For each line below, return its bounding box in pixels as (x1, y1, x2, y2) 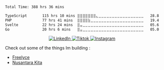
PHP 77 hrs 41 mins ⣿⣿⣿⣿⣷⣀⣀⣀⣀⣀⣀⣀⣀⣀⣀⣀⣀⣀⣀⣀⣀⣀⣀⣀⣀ (5, 17, 144, 23)
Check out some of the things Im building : (5, 45, 90, 51)
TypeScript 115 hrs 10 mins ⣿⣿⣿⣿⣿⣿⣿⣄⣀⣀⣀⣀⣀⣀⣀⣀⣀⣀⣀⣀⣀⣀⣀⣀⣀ (5, 13, 144, 18)
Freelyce (12, 54, 30, 60)
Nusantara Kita (12, 60, 42, 66)
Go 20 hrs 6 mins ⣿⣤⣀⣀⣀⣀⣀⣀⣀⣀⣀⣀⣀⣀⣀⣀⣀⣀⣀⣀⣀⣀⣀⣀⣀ (5, 27, 144, 32)
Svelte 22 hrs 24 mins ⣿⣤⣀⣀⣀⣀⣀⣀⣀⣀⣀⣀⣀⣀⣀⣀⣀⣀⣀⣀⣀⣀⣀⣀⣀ (5, 22, 144, 27)
